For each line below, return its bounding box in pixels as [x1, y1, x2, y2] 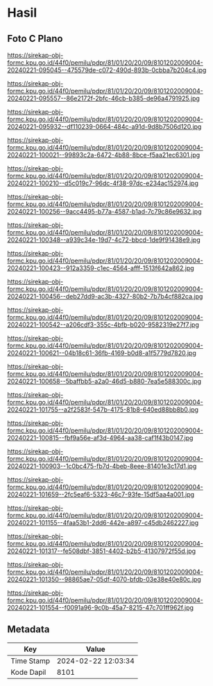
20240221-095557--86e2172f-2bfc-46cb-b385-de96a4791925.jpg [7, 94, 200, 102]
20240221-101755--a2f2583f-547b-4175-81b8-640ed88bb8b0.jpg [7, 405, 199, 414]
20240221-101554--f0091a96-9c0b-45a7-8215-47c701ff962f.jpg [7, 604, 194, 611]
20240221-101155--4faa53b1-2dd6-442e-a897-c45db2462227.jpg [7, 519, 199, 527]
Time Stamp [10, 656, 51, 666]
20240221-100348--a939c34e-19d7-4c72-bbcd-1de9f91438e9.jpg [7, 235, 201, 244]
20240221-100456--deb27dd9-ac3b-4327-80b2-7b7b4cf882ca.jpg [7, 293, 203, 300]
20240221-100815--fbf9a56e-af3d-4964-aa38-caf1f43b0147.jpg [7, 434, 194, 442]
